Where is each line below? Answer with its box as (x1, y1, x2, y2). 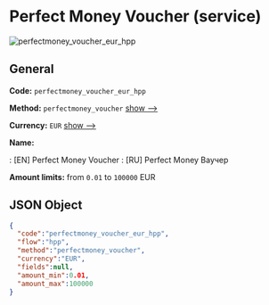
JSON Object (9, 198, 83, 213)
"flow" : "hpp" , (17, 238, 69, 247)
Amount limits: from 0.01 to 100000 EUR (9, 171, 156, 182)
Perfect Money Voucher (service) (9, 6, 262, 27)
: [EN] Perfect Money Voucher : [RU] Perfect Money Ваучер (9, 154, 229, 165)
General (9, 62, 55, 77)
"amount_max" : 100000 (17, 279, 94, 288)
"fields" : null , (17, 262, 74, 271)
